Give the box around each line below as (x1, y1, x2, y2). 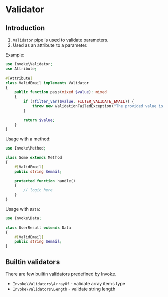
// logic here (23, 188, 53, 193)
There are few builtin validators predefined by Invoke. (5, 271, 117, 277)
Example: (5, 52, 25, 58)
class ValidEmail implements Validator (5, 80, 89, 85)
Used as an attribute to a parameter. (12, 42, 88, 48)
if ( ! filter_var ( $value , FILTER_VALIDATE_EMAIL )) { (23, 99, 135, 104)
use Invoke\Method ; (5, 146, 46, 151)
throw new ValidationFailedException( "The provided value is (32, 104, 164, 109)
